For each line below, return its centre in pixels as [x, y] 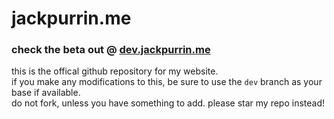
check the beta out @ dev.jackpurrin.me [111, 50]
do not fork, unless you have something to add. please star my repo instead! [168, 103]
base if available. [46, 93]
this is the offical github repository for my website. [115, 71]
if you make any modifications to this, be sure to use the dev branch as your [167, 82]
